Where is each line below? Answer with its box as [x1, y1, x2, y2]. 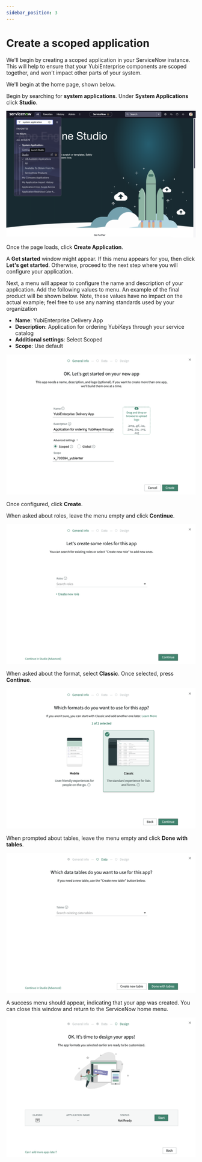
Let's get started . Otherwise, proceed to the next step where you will [6, 261, 179, 269]
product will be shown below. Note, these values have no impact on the [6, 292, 183, 300]
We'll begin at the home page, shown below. [6, 81, 116, 88]
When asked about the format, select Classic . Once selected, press [6, 670, 174, 677]
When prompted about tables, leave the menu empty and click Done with [6, 834, 188, 842]
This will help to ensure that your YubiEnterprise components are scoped [6, 63, 187, 70]
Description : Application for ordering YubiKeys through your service [14, 323, 185, 331]
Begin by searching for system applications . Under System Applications [6, 92, 189, 99]
